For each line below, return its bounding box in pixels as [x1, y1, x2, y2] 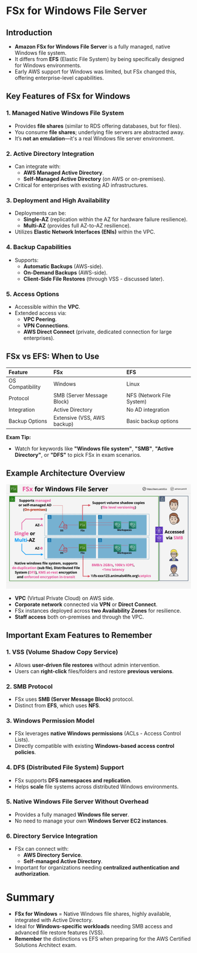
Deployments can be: [14, 210, 66, 217]
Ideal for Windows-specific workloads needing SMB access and [14, 923, 173, 930]
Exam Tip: [6, 433, 31, 440]
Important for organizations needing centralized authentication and [14, 864, 180, 871]
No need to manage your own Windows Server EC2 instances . [14, 817, 168, 824]
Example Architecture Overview [6, 469, 125, 479]
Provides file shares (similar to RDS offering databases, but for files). [14, 122, 182, 129]
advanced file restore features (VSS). [14, 929, 104, 936]
